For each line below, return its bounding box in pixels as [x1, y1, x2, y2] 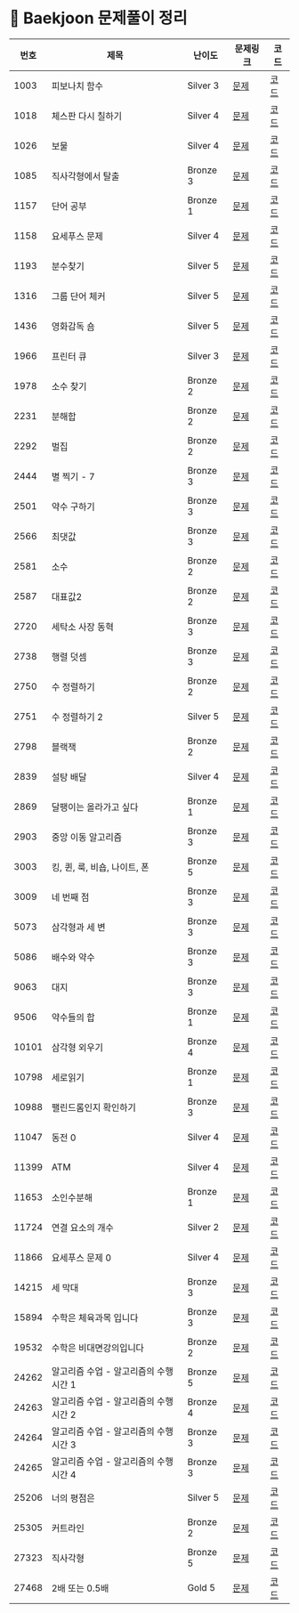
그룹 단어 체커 [51, 290, 106, 303]
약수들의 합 [51, 1011, 95, 1024]
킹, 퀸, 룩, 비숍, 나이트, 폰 [51, 861, 149, 873]
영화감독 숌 [51, 320, 95, 332]
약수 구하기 [51, 500, 95, 513]
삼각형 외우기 [51, 1041, 104, 1053]
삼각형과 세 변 [51, 920, 106, 933]
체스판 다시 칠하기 [51, 109, 123, 122]
